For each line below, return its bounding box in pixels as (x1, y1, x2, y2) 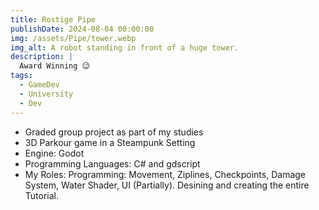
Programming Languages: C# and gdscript (24, 157, 201, 170)
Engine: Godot (24, 147, 85, 159)
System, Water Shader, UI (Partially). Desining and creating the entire (24, 179, 310, 191)
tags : (10, 71, 33, 81)
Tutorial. (24, 189, 60, 201)
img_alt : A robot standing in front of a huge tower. (10, 42, 240, 53)
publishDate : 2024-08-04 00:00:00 (10, 24, 155, 34)
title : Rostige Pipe (10, 14, 97, 25)
